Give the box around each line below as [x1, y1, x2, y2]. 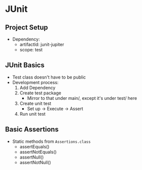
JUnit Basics [5, 61, 45, 70]
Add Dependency [19, 85, 56, 90]
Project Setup [5, 23, 48, 32]
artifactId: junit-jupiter [19, 42, 64, 47]
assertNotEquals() [19, 149, 57, 155]
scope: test [19, 47, 43, 52]
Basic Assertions [5, 125, 59, 134]
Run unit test [19, 111, 46, 117]
